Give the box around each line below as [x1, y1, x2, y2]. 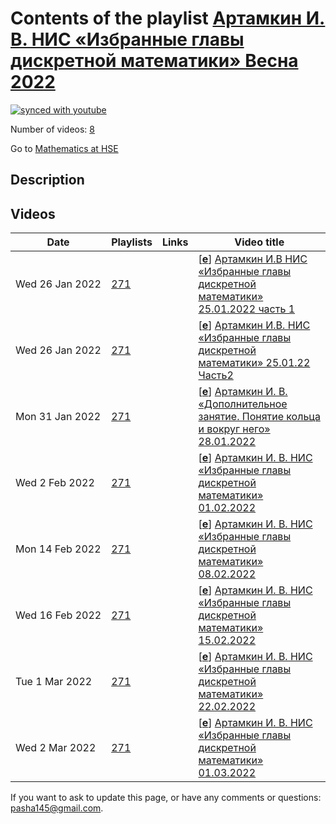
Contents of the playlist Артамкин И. [10, 7, 326, 30]
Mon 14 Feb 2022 [15, 542, 102, 556]
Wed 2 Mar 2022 [15, 741, 97, 755]
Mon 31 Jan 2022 [15, 410, 102, 424]
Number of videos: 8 [10, 123, 95, 135]
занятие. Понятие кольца [198, 410, 321, 424]
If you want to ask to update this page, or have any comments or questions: [10, 792, 322, 804]
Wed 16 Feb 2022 [15, 608, 102, 622]
